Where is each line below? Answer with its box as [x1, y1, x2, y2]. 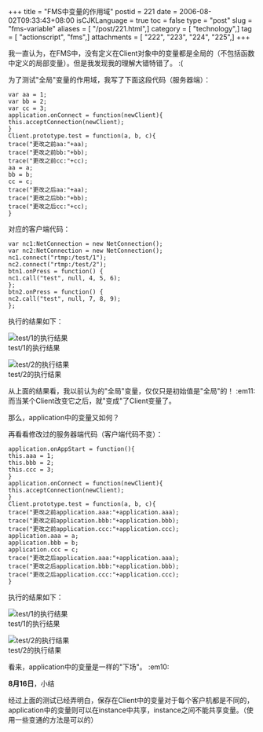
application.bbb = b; [8, 539, 79, 547]
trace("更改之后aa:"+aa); [8, 186, 89, 194]
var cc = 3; [8, 104, 47, 112]
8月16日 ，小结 [8, 679, 55, 688]
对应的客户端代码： [8, 225, 71, 233]
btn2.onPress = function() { [8, 288, 104, 296]
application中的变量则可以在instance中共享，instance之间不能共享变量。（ [8, 705, 247, 715]
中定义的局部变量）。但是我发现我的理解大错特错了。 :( [8, 58, 184, 68]
